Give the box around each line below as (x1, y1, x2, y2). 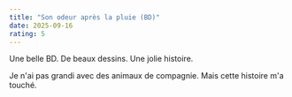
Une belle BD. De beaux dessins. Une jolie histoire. (9, 54, 194, 64)
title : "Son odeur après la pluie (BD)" (9, 12, 161, 22)
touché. (9, 80, 37, 91)
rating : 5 (9, 29, 46, 38)
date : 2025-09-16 (9, 21, 73, 30)
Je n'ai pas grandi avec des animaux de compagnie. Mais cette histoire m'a (9, 71, 284, 81)
